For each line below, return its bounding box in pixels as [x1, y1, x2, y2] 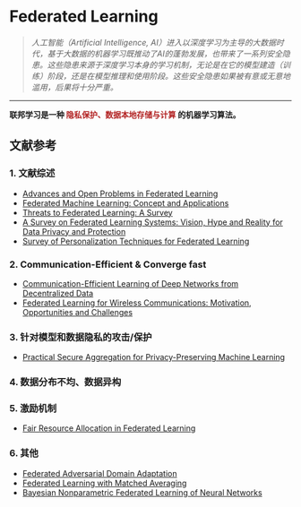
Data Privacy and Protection [21, 226, 126, 236]
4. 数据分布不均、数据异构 [9, 376, 122, 389]
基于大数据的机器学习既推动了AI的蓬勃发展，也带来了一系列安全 [47, 47, 283, 59]
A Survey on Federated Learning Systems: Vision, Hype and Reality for [21, 217, 284, 228]
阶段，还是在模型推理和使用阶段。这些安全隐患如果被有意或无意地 [47, 70, 291, 82]
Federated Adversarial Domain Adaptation [21, 468, 177, 478]
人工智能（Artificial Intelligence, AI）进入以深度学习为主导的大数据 [30, 37, 276, 47]
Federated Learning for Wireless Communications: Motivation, [21, 297, 253, 308]
